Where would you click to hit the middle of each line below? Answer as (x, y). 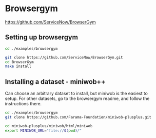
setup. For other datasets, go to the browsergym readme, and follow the (77, 99)
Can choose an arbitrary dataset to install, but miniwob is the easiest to (76, 94)
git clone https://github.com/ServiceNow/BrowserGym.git (64, 57)
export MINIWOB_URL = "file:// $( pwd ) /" (43, 130)
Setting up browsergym (41, 37)
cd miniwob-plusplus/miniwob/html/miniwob (49, 126)
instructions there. (23, 104)
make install (18, 66)
